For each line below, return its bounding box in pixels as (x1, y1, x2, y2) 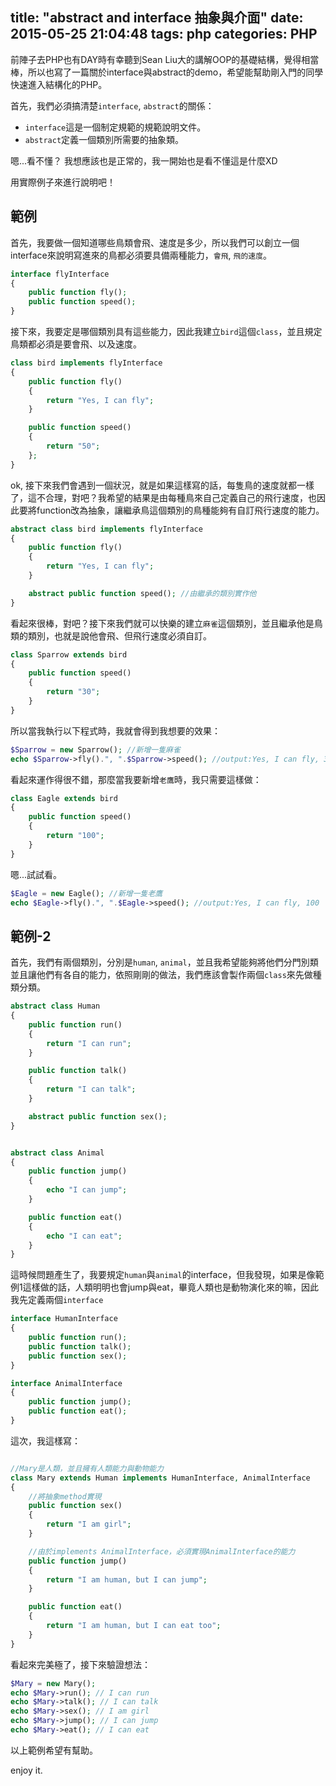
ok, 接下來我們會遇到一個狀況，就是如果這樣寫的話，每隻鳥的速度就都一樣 (10, 479, 315, 491)
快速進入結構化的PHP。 (10, 78, 108, 90)
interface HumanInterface (10, 1314, 118, 1324)
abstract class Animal (10, 1148, 105, 1158)
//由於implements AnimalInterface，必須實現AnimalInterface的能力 (28, 1546, 296, 1557)
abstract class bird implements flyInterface (10, 524, 203, 534)
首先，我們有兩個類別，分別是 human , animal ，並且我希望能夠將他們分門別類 (10, 956, 319, 968)
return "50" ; (46, 441, 101, 451)
